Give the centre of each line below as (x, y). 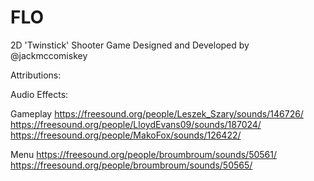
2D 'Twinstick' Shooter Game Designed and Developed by (130, 45)
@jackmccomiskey (49, 55)
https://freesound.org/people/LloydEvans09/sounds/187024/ (136, 124)
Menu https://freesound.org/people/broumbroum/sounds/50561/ (144, 154)
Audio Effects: (39, 94)
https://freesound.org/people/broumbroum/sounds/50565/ (131, 165)
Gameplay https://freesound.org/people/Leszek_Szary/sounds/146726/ (157, 113)
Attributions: (36, 75)
